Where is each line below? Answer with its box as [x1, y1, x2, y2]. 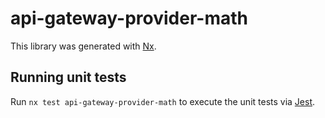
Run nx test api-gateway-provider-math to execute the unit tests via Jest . [10, 95, 316, 107]
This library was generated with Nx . [10, 40, 157, 52]
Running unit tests [10, 69, 127, 86]
